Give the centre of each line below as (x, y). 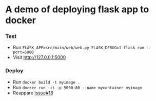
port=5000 (23, 52)
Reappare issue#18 (33, 93)
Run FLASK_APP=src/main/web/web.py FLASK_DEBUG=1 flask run (79, 48)
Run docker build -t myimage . (46, 82)
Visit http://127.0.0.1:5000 (39, 57)
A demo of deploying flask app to (77, 9)
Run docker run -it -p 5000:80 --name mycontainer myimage (77, 87)
